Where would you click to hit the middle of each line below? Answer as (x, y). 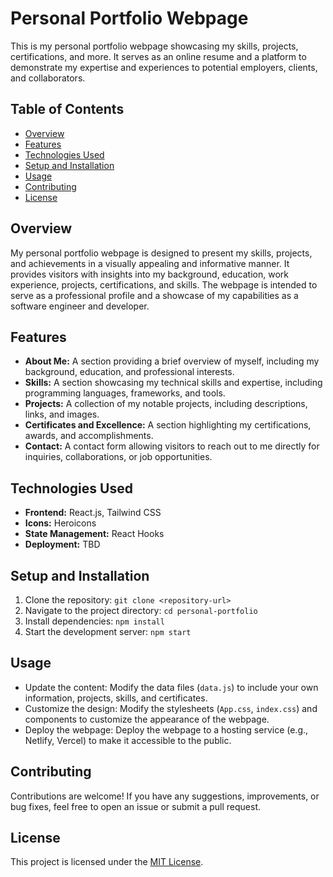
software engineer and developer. (80, 306)
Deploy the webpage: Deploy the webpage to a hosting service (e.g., (166, 729)
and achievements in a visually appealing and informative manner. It (150, 263)
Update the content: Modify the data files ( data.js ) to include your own (171, 687)
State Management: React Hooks (94, 534)
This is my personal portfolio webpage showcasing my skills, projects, (154, 46)
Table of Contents (67, 109)
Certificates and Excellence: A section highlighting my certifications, (168, 425)
